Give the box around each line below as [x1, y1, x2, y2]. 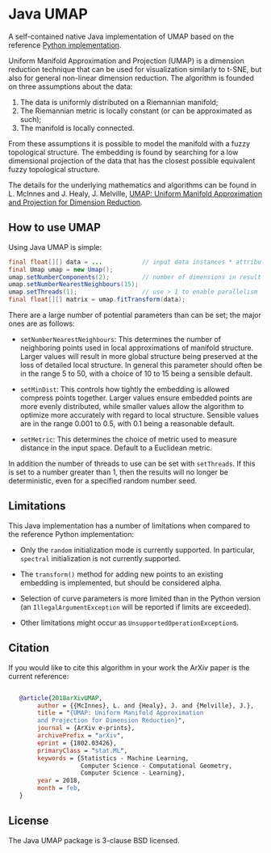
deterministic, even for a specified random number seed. [8, 476, 198, 485]
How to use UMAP [8, 221, 101, 234]
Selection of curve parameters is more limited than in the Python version [19, 593, 261, 603]
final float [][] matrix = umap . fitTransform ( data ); [8, 296, 186, 304]
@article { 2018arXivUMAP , [19, 694, 103, 702]
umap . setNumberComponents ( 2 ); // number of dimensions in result [8, 272, 262, 281]
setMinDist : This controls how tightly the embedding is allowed [19, 385, 230, 394]
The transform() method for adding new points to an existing [19, 569, 223, 579]
